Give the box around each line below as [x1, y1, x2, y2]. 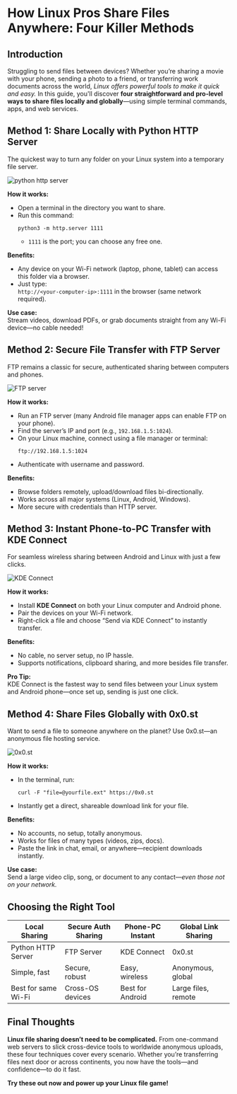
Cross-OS [64, 984, 99, 994]
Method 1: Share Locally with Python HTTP [7, 125, 199, 137]
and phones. [7, 370, 44, 379]
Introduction [7, 48, 63, 60]
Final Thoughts [7, 1016, 75, 1028]
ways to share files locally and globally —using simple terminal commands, [7, 97, 227, 105]
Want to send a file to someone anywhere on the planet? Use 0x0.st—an [7, 727, 217, 735]
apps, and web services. [7, 105, 79, 113]
